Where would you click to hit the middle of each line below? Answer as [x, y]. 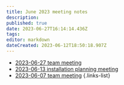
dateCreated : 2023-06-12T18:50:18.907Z [57, 46]
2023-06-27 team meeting [48, 62]
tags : [13, 34]
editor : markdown [28, 40]
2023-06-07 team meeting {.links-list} [63, 75]
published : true [27, 23]
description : [23, 17]
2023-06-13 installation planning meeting [67, 69]
